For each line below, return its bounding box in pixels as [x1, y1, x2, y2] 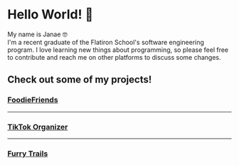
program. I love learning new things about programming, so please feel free [7, 46, 229, 54]
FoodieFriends [7, 95, 58, 105]
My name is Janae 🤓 [7, 30, 68, 38]
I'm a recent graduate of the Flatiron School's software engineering [7, 38, 205, 46]
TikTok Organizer [7, 122, 68, 132]
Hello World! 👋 [7, 6, 94, 23]
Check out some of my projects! [7, 74, 152, 86]
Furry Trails [7, 149, 48, 159]
